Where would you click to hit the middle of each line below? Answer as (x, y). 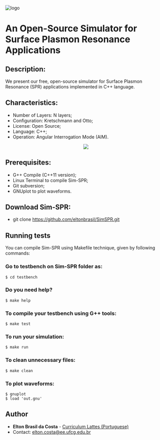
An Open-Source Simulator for (71, 29)
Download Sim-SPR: (38, 207)
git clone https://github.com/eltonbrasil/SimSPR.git (66, 219)
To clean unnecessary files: (40, 360)
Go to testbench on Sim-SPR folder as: (54, 267)
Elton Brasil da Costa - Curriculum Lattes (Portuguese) (71, 426)
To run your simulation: (35, 337)
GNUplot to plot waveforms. (42, 191)
